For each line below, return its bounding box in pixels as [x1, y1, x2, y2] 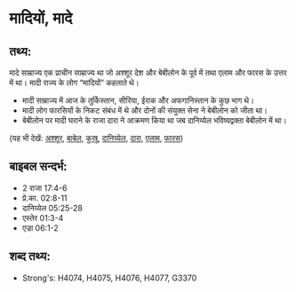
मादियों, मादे [9, 8, 73, 28]
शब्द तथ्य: [9, 249, 51, 264]
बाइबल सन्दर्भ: [9, 159, 68, 174]
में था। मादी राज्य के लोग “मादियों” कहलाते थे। [9, 77, 140, 88]
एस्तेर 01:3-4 [21, 212, 64, 223]
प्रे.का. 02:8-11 [21, 193, 68, 203]
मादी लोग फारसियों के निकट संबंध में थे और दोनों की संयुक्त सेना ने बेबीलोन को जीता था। [21, 106, 268, 115]
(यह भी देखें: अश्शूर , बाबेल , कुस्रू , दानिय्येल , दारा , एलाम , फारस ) [9, 133, 184, 143]
